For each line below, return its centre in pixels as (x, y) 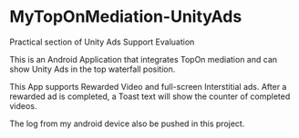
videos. (23, 105)
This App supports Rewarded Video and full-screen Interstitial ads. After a (148, 86)
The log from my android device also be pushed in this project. (127, 123)
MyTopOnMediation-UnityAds (126, 17)
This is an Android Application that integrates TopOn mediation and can (144, 59)
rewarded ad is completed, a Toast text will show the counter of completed (150, 96)
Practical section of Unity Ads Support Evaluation (102, 42)
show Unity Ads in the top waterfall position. (93, 69)
